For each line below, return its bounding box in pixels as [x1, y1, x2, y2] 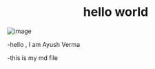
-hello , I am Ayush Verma [7, 40, 81, 48]
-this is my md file [7, 53, 59, 62]
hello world [83, 4, 149, 20]
